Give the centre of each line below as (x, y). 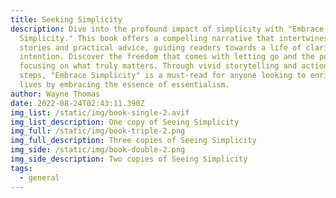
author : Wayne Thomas (55, 94)
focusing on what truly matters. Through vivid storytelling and (158, 66)
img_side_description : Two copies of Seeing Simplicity (129, 159)
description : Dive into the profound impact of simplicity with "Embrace (167, 29)
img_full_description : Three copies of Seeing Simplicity (133, 141)
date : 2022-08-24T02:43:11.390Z (77, 103)
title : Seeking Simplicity (66, 19)
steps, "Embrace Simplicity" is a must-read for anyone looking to (163, 76)
